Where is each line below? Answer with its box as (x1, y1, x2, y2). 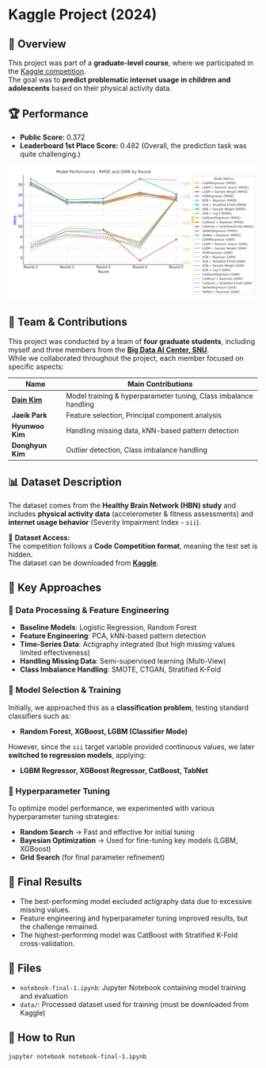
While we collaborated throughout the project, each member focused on (8, 353, 244, 362)
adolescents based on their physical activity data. (8, 83, 172, 93)
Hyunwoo (11, 422, 45, 431)
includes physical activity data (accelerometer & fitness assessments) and (8, 509, 253, 519)
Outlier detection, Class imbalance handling (66, 445, 208, 454)
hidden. (8, 549, 33, 559)
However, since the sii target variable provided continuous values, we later (8, 741, 255, 751)
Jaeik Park (11, 410, 47, 419)
